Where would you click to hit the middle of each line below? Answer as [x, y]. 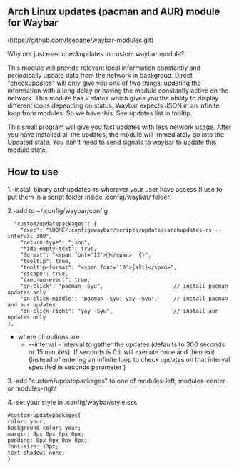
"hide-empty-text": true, [59, 249]
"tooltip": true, [46, 261]
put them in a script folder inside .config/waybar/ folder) [90, 197]
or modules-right [32, 388]
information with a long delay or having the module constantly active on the [118, 90]
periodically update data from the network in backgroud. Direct [100, 75]
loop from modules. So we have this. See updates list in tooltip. [100, 113]
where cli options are [49, 336]
